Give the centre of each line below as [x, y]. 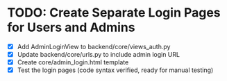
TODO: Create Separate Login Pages [114, 13]
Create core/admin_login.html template [73, 62]
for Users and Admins [71, 27]
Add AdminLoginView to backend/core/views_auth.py [94, 46]
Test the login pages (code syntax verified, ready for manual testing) [115, 70]
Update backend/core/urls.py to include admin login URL [99, 54]
